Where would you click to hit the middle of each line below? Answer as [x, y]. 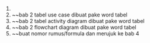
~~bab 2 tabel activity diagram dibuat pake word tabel [78, 21]
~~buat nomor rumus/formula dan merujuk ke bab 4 [75, 34]
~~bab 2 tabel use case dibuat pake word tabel [69, 15]
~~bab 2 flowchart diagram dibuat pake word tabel [74, 27]
